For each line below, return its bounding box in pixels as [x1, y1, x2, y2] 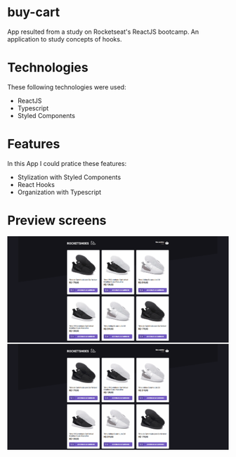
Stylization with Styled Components [17, 173, 122, 181]
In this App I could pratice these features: [7, 159, 127, 167]
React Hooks [17, 180, 55, 188]
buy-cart [7, 4, 60, 20]
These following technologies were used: [7, 82, 126, 91]
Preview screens [7, 212, 107, 228]
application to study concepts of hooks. [7, 34, 122, 43]
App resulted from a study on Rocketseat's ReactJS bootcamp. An [7, 27, 199, 36]
